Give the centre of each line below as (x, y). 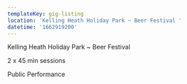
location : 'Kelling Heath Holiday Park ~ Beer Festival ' (95, 20)
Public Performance (36, 74)
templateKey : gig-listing (45, 14)
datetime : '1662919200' (42, 27)
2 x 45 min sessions (36, 61)
